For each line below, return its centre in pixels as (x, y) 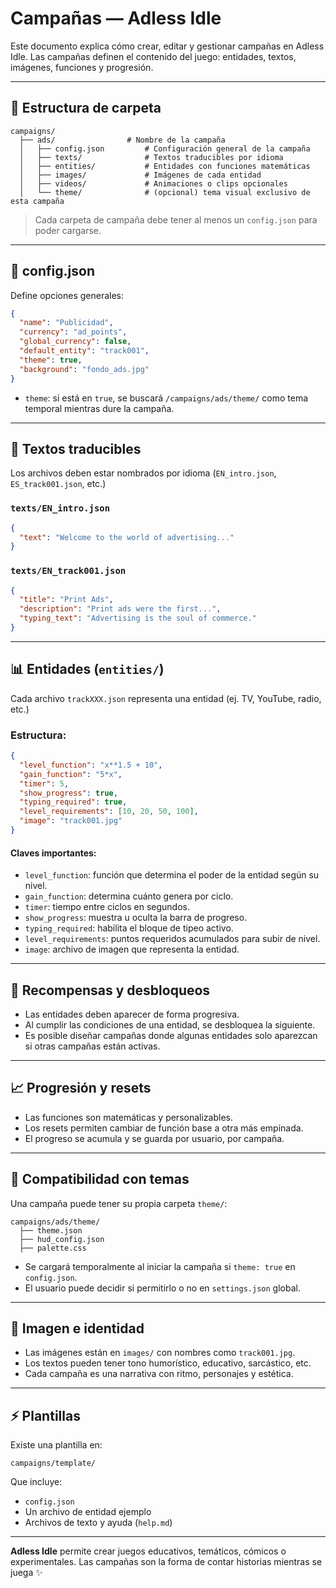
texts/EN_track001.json (68, 571)
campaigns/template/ (53, 1463)
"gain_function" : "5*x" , (71, 774)
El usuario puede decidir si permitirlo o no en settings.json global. (162, 1288)
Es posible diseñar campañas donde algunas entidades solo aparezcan (171, 1035)
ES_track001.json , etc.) (58, 484)
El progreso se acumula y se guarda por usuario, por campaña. (154, 1138)
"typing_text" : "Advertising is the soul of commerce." (138, 618)
